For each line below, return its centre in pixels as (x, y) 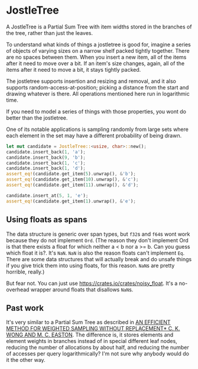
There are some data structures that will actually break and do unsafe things (99, 259)
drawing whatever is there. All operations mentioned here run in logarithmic (98, 94)
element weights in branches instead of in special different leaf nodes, (92, 341)
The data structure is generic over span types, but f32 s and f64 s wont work (98, 234)
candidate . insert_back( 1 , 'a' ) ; (46, 152)
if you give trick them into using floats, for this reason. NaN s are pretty (90, 265)
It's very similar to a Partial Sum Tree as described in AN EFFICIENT (88, 322)
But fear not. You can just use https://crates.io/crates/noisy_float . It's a (92, 283)
